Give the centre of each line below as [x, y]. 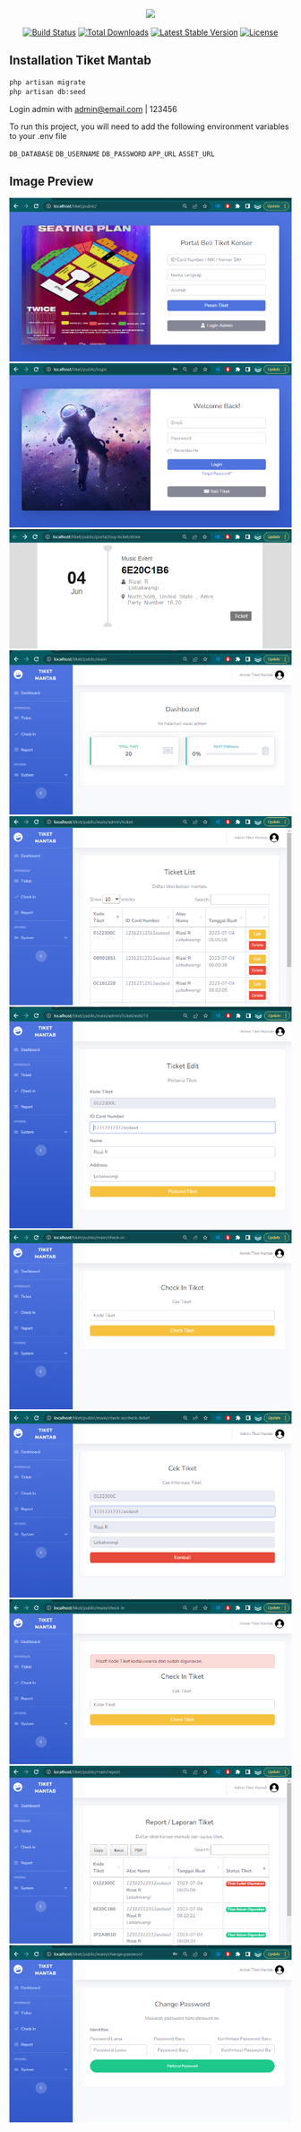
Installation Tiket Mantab [81, 61]
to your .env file [38, 135]
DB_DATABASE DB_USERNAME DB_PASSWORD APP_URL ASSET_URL [112, 154]
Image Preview [52, 181]
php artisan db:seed [48, 91]
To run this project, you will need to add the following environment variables [149, 126]
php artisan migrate [48, 82]
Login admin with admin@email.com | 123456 [93, 109]
